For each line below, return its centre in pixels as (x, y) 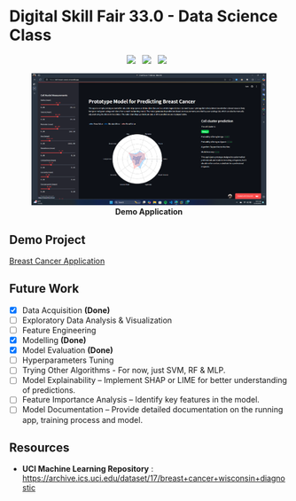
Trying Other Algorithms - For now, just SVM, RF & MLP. (124, 371)
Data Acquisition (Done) (66, 310)
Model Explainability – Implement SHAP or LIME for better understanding (155, 380)
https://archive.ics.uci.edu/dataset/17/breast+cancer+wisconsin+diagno (153, 478)
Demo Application (149, 212)
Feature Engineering (59, 330)
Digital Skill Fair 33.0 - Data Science (144, 16)
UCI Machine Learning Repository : (87, 469)
